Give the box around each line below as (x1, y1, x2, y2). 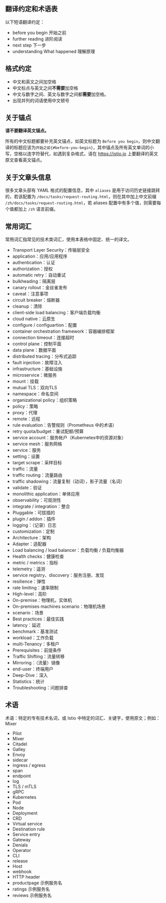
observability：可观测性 (12, 497, 61, 503)
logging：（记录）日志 (12, 522, 57, 528)
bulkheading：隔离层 (12, 278, 56, 284)
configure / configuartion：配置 (12, 322, 77, 328)
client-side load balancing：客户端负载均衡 (12, 310, 101, 316)
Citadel (12, 741, 27, 747)
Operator (12, 847, 31, 853)
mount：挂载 (12, 378, 39, 384)
